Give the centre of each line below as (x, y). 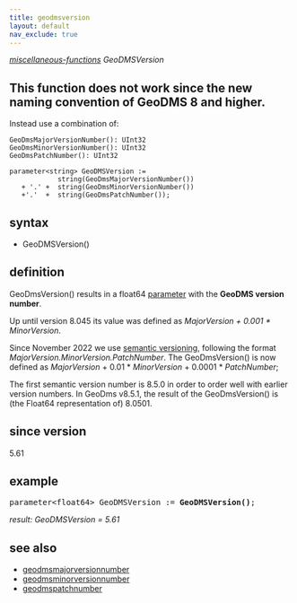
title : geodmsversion (50, 17)
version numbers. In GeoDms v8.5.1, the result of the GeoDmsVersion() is (144, 393)
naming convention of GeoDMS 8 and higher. (138, 102)
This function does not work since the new (131, 87)
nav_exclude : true (44, 34)
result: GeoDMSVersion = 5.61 (65, 520)
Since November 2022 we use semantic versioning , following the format (143, 347)
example (34, 481)
